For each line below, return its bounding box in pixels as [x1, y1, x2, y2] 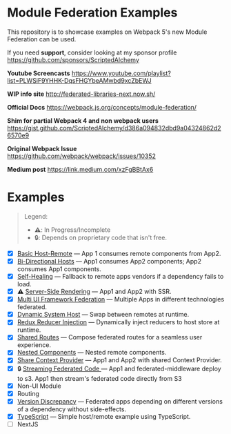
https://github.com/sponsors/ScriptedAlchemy [7, 55, 140, 63]
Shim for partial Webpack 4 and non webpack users [7, 116, 159, 125]
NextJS [17, 420, 39, 428]
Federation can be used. [7, 34, 77, 43]
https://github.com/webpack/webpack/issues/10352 [7, 152, 157, 160]
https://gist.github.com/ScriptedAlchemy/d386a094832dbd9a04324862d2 [7, 124, 222, 132]
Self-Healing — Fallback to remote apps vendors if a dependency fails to [17, 273, 224, 280]
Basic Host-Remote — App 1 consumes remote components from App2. [17, 249, 221, 257]
